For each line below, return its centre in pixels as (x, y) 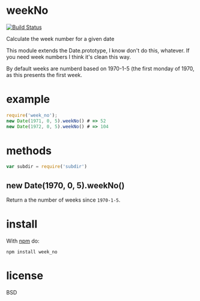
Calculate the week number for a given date (60, 39)
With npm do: (23, 241)
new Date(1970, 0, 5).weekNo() (65, 185)
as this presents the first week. (44, 75)
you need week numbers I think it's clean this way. (68, 57)
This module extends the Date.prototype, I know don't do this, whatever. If (98, 50)
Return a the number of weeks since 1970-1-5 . (63, 200)
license (25, 276)
